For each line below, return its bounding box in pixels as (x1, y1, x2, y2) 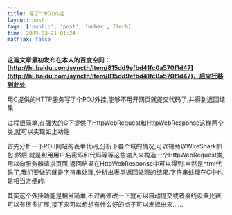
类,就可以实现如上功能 (7, 128, 71, 136)
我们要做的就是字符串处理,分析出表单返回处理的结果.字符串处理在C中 (21, 168, 217, 177)
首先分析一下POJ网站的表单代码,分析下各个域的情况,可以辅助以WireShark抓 (7, 142, 223, 150)
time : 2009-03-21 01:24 (7, 29, 76, 37)
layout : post (7, 17, 45, 24)
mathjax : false (7, 36, 51, 43)
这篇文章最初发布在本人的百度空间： (7, 56, 111, 64)
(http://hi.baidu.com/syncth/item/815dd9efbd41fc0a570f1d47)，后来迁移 (7, 72, 224, 80)
